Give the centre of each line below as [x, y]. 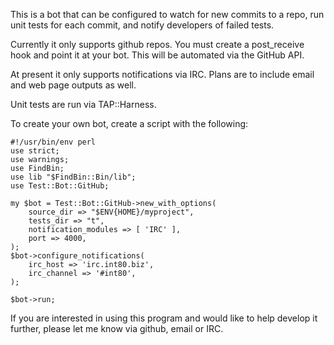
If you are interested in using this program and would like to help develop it [164, 318]
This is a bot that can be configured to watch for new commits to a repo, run [167, 14]
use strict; [35, 151]
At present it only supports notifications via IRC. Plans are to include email [162, 74]
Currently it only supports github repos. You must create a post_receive [157, 44]
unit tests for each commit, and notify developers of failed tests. [142, 25]
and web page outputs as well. [73, 85]
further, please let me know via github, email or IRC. [117, 328]
